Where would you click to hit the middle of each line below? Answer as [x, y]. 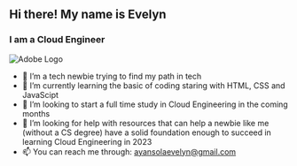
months [36, 113]
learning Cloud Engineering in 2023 [87, 141]
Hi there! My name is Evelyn [88, 15]
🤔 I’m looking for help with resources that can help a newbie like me [145, 123]
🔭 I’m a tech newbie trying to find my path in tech [112, 76]
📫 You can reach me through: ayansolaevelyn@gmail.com [129, 151]
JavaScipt [40, 94]
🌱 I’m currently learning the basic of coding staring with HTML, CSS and [153, 85]
